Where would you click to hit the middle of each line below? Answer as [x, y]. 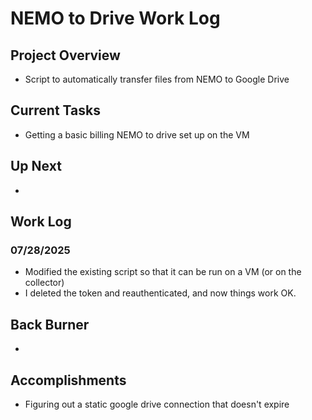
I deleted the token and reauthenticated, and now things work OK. [160, 293]
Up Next [36, 166]
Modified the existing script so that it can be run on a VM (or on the [163, 272]
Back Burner [50, 324]
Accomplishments [68, 380]
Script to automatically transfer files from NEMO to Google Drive [157, 79]
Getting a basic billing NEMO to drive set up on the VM [137, 134]
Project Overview [65, 55]
